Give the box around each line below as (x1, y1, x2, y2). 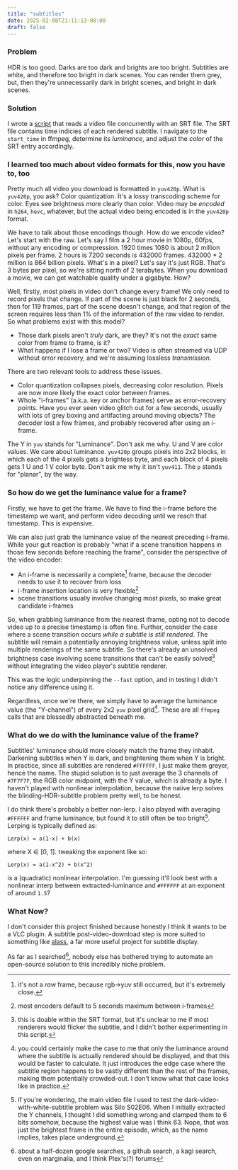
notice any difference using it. (7, 683, 94, 691)
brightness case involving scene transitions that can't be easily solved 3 (7, 652, 215, 662)
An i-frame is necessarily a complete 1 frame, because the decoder (17, 569, 212, 579)
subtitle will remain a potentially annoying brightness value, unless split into (7, 637, 227, 646)
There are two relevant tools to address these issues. (7, 368, 163, 376)
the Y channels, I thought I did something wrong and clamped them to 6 (17, 1111, 227, 1119)
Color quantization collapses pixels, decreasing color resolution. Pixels (17, 381, 224, 390)
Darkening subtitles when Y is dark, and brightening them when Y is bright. (7, 754, 227, 762)
